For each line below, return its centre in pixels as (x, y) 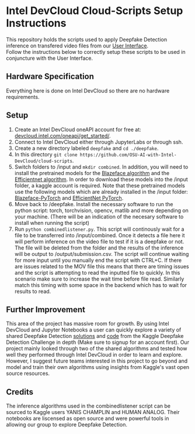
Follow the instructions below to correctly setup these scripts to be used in (96, 52)
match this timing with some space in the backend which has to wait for (101, 285)
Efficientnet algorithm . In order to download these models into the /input (101, 179)
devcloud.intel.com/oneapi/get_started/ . (62, 135)
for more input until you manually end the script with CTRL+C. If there (98, 260)
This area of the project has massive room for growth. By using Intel (88, 324)
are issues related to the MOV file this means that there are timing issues (102, 266)
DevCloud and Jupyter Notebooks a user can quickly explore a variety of (94, 330)
